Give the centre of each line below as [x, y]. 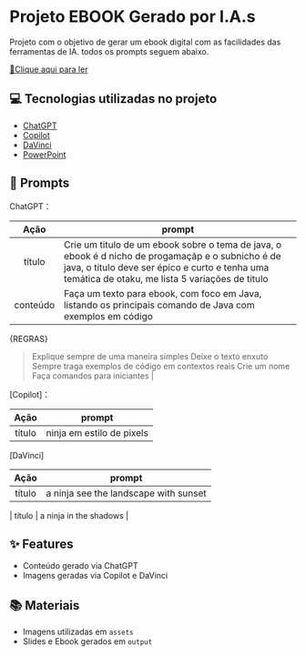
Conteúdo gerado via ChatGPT [80, 566]
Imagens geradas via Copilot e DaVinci [95, 576]
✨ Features [41, 544]
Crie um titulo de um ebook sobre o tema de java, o [173, 245]
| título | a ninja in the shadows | [69, 515]
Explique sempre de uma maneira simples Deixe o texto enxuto [150, 356]
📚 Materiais [45, 606]
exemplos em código [108, 316]
